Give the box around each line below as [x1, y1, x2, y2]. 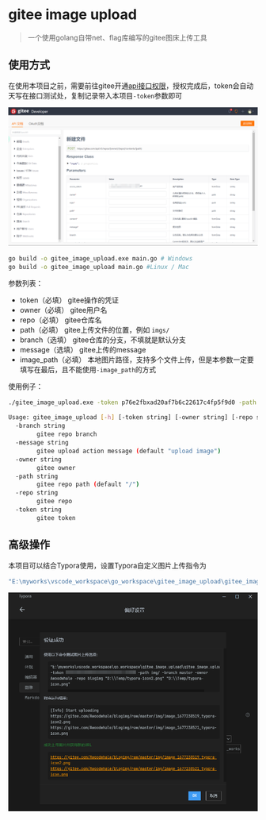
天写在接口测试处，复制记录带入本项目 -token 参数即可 [8, 90, 182, 100]
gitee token [36, 514, 77, 522]
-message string [15, 439, 69, 447]
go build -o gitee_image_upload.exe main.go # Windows [8, 254, 193, 263]
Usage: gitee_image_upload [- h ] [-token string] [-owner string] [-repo [8, 414, 253, 422]
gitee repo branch [36, 430, 97, 438]
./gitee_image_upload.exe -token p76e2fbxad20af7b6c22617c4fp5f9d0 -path [8, 398, 257, 406]
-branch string [15, 422, 66, 430]
